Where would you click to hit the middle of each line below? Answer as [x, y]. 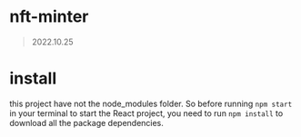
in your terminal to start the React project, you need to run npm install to [146, 113]
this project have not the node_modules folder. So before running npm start [151, 103]
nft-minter [49, 17]
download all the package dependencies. [86, 122]
